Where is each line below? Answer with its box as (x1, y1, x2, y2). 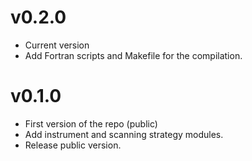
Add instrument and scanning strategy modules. (24, 128, 224, 140)
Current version (24, 39, 90, 51)
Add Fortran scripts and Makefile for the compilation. (24, 49, 243, 61)
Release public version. (24, 139, 122, 151)
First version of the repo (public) (24, 117, 158, 130)
